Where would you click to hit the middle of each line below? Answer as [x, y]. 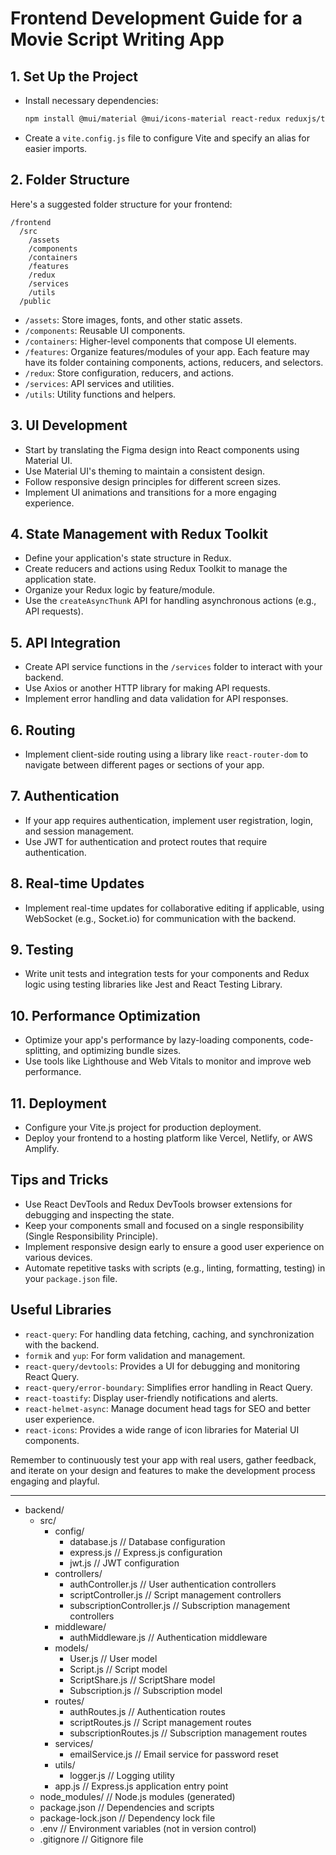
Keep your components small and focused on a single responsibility [164, 1225]
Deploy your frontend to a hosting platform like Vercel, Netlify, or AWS [168, 1138]
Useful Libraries [61, 1310]
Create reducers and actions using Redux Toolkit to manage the [156, 569]
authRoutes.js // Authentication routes [147, 1711]
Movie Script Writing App [117, 39]
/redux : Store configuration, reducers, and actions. [129, 373]
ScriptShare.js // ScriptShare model [142, 1679]
